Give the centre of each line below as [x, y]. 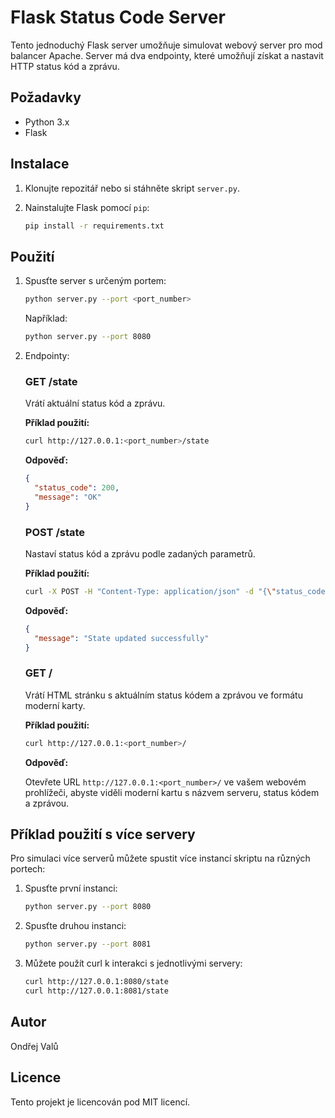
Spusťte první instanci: [71, 888]
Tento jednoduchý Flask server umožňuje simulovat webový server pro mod [166, 45]
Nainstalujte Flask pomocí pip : [87, 207]
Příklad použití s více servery [103, 834]
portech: [28, 869]
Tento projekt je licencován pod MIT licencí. [100, 1102]
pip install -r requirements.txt [94, 226]
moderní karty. [55, 705]
